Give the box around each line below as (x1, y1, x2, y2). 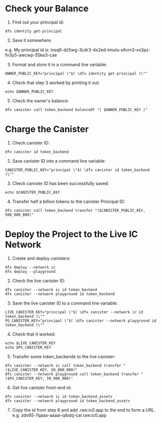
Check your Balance (5, 3, 89, 14)
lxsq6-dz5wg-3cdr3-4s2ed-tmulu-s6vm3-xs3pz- (50, 47, 151, 53)
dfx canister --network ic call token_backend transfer (5, 363, 121, 368)
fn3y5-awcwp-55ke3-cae (5, 52, 57, 58)
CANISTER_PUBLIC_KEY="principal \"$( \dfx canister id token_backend (5, 168, 150, 172)
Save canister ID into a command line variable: (12, 158, 106, 164)
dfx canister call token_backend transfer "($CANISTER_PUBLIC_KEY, (5, 208, 146, 213)
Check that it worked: (12, 331, 56, 337)
